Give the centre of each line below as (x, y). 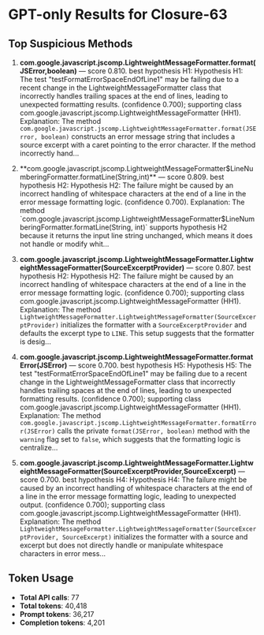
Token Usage (41, 579)
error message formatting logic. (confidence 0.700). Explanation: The (132, 202)
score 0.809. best (195, 177)
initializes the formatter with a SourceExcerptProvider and (153, 325)
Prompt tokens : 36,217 (57, 614)
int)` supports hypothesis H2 (181, 227)
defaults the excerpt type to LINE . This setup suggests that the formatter (137, 333)
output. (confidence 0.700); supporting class (92, 505)
